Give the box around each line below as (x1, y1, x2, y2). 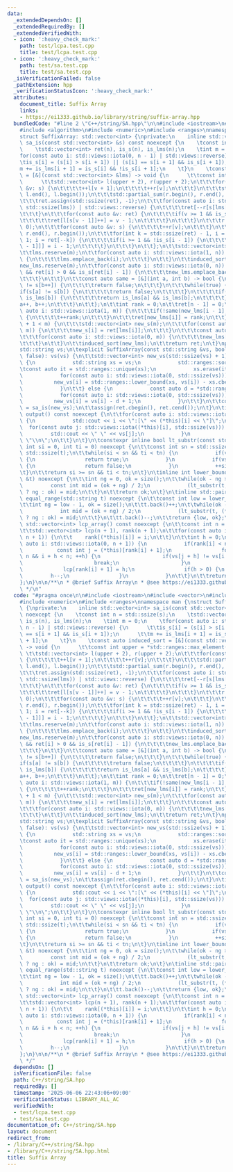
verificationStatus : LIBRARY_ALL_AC (13, 1096, 119, 1102)
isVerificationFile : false (13, 1070, 92, 1077)
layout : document (7, 1128, 58, 1135)
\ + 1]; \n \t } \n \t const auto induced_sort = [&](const (19, 637, 203, 644)
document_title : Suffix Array (19, 101, 107, 108)
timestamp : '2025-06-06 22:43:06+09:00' (13, 1089, 132, 1096)
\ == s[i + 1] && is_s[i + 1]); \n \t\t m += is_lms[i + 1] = (19, 630, 213, 637)
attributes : (13, 95, 49, 101)
